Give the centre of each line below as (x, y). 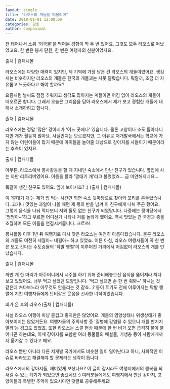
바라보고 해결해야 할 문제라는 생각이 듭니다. (57, 358)
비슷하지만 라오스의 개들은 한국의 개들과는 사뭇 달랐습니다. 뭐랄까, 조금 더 (87, 78)
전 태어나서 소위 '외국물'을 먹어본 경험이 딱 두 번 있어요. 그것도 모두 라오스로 (80, 44)
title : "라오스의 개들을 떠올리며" (37, 15)
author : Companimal (26, 29)
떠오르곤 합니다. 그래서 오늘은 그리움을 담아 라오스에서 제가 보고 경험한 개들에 (81, 101)
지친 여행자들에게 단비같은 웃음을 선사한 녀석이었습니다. (69, 294)
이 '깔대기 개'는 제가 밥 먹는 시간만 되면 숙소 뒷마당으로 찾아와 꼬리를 (73, 198)
